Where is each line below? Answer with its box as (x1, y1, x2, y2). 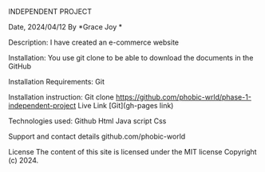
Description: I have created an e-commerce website (8, 37, 180, 47)
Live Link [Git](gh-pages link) (77, 101, 174, 110)
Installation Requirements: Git (8, 77, 105, 86)
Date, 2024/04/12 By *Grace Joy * (8, 22, 123, 31)
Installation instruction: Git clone (8, 92, 114, 102)
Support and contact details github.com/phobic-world (8, 131, 186, 141)
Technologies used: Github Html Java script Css (8, 116, 167, 126)
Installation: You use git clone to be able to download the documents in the (8, 53, 254, 62)
